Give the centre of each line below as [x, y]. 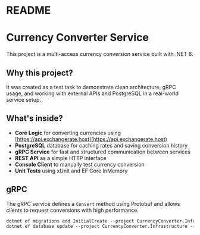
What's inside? [35, 119]
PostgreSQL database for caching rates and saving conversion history [101, 145]
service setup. [24, 99]
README [29, 10]
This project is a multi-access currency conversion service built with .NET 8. [100, 54]
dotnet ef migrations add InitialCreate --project [70, 221]
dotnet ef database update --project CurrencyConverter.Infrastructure [97, 227]
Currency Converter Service [77, 38]
